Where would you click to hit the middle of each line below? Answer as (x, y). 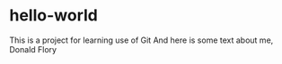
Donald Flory (33, 49)
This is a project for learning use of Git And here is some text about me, (141, 40)
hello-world (54, 16)
